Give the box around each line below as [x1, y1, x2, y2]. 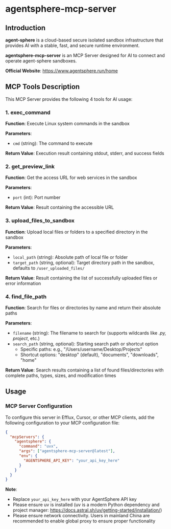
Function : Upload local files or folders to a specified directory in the [5, 229, 148, 235]
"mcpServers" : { [10, 434, 44, 439]
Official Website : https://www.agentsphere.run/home [5, 68, 118, 74]
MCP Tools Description [5, 82, 80, 91]
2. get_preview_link [5, 163, 55, 170]
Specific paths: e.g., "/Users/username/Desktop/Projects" [20, 346, 143, 352]
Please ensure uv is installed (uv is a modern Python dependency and [12, 502, 160, 508]
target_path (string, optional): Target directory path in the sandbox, [12, 259, 155, 266]
